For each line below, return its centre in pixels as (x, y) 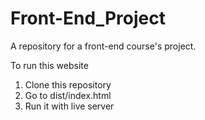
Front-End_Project (88, 18)
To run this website (49, 65)
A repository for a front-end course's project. (103, 46)
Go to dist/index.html (68, 95)
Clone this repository (68, 84)
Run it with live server (69, 106)
